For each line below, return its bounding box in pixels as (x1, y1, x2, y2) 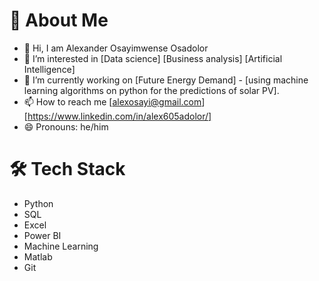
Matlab (23, 250, 53, 263)
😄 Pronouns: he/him (23, 120, 109, 133)
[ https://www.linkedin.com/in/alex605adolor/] (23, 110, 212, 122)
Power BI (23, 229, 62, 241)
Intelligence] (23, 63, 76, 75)
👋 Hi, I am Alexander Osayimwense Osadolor (23, 42, 209, 54)
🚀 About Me (9, 9, 109, 32)
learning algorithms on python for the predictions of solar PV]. (23, 84, 280, 96)
